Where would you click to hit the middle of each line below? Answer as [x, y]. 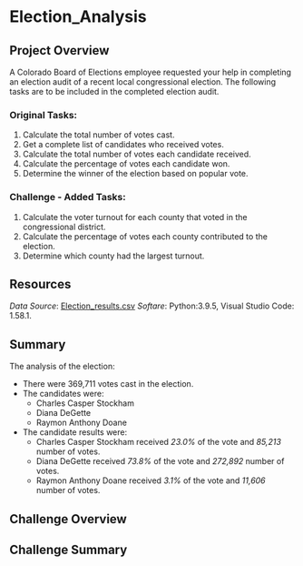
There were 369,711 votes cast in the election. [108, 384]
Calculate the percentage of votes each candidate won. [126, 164]
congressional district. [64, 227]
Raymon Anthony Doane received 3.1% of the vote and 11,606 [151, 480]
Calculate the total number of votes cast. [98, 135]
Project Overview [59, 51]
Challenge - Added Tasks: [68, 197]
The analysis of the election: [62, 367]
